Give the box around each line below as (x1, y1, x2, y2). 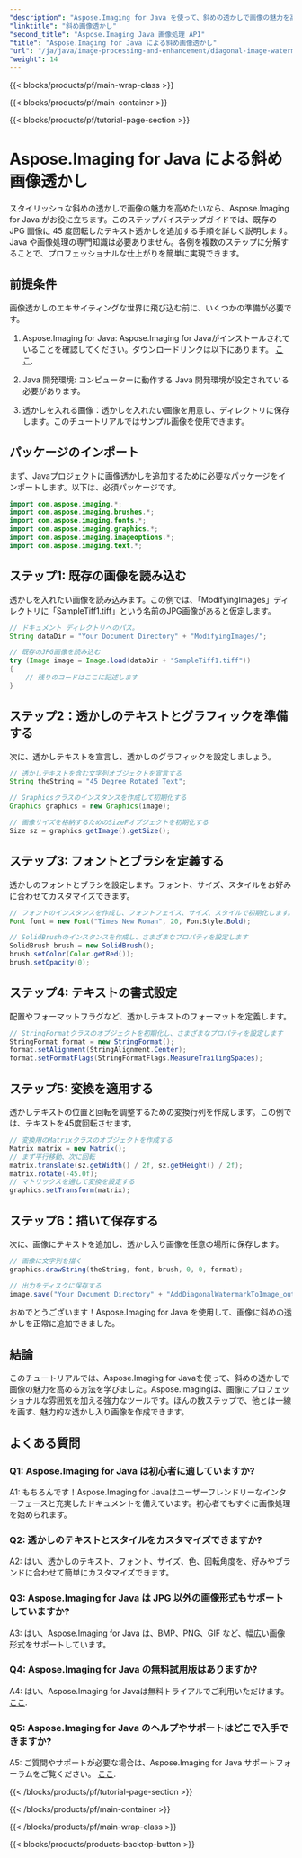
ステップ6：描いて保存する (9, 1213, 159, 1228)
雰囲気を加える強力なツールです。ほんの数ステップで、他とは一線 (48, 1396, 292, 1406)
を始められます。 (9, 1509, 72, 1520)
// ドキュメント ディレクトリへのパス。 (9, 623, 139, 633)
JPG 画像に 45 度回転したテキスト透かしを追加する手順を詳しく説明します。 (9, 225, 292, 236)
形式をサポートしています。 (9, 1638, 111, 1649)
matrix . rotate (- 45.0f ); (9, 1169, 99, 1179)
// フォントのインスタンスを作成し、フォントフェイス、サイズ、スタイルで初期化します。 (9, 908, 295, 918)
